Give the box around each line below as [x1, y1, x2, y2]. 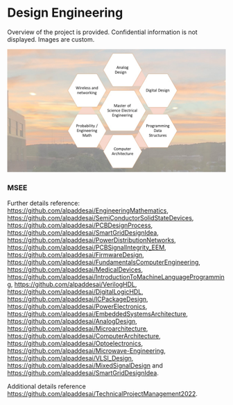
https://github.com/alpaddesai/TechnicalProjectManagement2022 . [7, 389, 198, 397]
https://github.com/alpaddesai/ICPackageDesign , [7, 295, 148, 303]
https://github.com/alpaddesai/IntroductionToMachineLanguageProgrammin [7, 272, 225, 281]
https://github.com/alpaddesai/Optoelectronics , [7, 339, 144, 347]
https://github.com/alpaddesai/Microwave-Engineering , [7, 346, 166, 355]
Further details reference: [7, 199, 80, 207]
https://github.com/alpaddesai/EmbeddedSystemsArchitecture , [7, 309, 189, 317]
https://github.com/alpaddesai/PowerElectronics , [7, 302, 148, 311]
